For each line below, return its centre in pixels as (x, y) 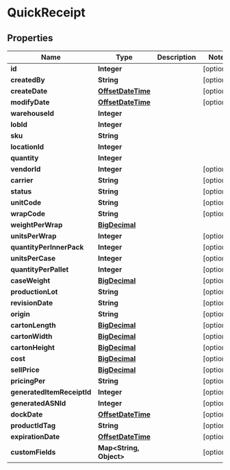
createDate (29, 91)
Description (177, 57)
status (21, 191)
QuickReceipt (46, 13)
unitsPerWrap (34, 236)
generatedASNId (38, 403)
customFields (33, 452)
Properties (30, 38)
